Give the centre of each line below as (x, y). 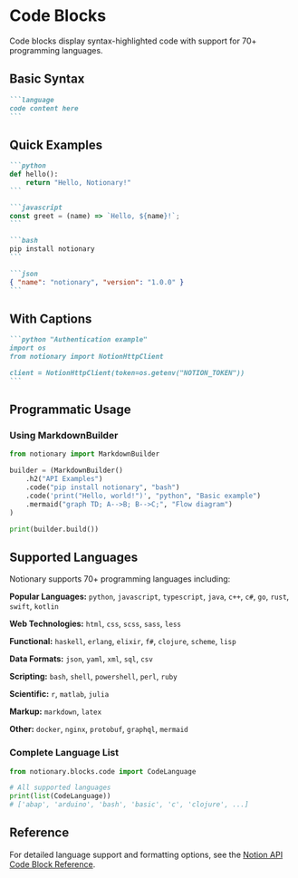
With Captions (51, 318)
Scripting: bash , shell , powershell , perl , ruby (94, 677)
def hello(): (34, 174)
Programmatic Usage (70, 410)
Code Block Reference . (53, 864)
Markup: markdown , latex (56, 711)
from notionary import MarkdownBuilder (85, 454)
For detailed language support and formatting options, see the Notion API (146, 854)
